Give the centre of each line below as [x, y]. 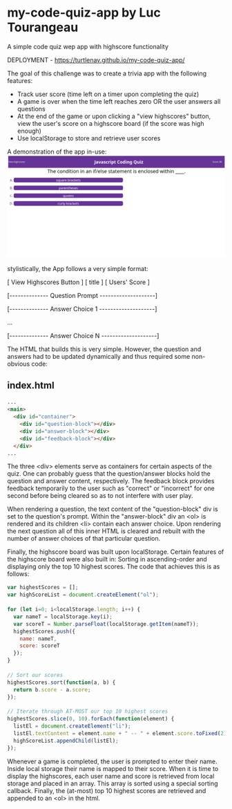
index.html [31, 385]
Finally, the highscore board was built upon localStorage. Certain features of [116, 552]
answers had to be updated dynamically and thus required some [99, 356]
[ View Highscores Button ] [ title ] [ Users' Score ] [79, 282]
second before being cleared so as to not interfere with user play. [100, 496]
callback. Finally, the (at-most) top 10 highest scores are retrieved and [107, 790]
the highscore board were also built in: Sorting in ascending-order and [107, 559]
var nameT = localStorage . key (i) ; [63, 617]
